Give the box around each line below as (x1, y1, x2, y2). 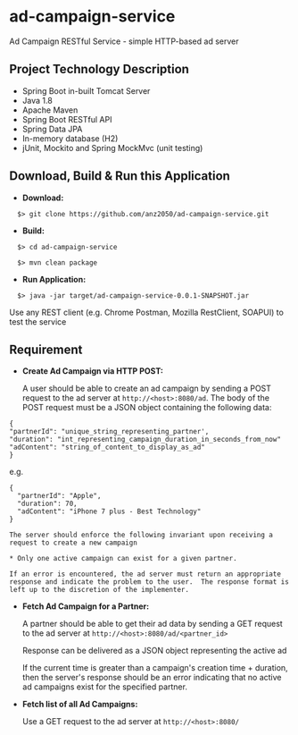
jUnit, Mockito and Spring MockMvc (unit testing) (21, 142, 203, 153)
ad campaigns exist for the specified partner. (21, 681, 187, 692)
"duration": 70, (17, 499, 78, 509)
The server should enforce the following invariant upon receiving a (9, 530, 274, 540)
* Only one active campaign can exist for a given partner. (9, 554, 238, 563)
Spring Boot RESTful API (21, 114, 112, 124)
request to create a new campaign (9, 538, 138, 547)
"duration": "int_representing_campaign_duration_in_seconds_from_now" (9, 435, 281, 444)
